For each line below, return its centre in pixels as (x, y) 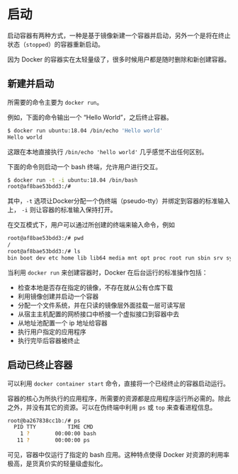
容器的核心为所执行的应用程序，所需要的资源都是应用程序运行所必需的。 (113, 398)
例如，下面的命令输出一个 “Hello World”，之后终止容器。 (90, 117)
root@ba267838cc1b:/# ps (44, 421)
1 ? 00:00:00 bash (58, 434)
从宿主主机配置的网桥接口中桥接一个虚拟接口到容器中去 (98, 314)
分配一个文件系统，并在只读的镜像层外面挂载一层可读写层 (101, 305)
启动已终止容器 (40, 365)
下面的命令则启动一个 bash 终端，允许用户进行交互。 (85, 166)
